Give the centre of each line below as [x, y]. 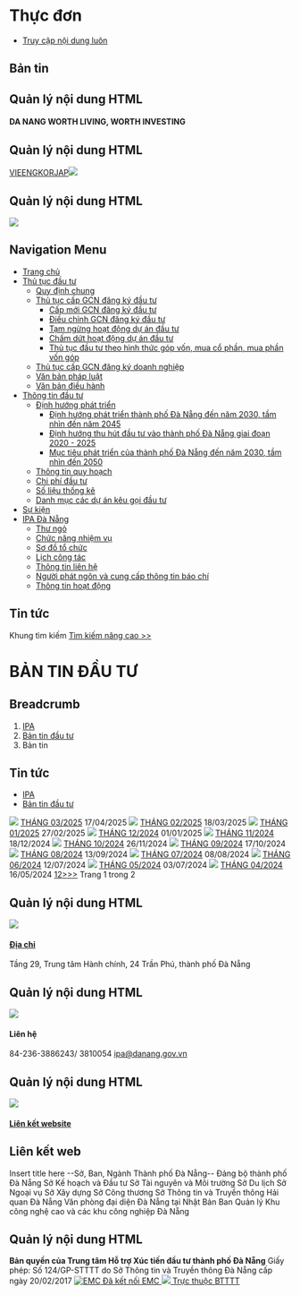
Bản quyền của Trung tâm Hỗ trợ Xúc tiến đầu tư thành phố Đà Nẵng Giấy [147, 1261]
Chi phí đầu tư [61, 481]
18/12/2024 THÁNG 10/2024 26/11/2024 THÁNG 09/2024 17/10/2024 [148, 844]
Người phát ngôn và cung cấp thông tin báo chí [122, 576]
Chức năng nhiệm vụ [74, 537]
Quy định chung [65, 290]
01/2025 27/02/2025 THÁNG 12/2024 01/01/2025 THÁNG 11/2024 [142, 833]
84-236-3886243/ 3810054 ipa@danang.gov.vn [98, 1054]
